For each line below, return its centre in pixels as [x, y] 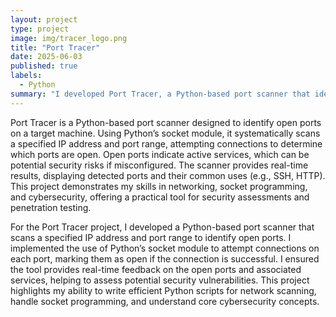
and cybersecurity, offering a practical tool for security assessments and [160, 197]
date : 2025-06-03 [46, 57]
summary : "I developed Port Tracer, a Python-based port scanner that [160, 94]
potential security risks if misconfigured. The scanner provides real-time [159, 165]
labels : [26, 76]
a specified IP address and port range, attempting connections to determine [166, 143]
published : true [44, 66]
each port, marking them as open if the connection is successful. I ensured [165, 258]
